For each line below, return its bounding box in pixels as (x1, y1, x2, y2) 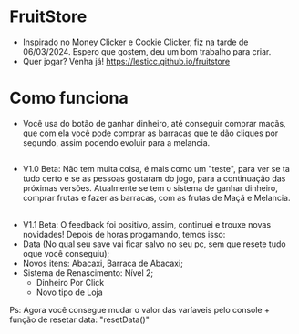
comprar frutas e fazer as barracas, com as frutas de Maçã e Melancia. (22, 193, 291, 204)
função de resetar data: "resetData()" (9, 314, 150, 325)
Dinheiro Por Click (36, 277, 105, 288)
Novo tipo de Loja (36, 287, 103, 298)
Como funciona (9, 88, 129, 108)
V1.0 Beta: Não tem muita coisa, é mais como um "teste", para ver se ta (22, 164, 290, 175)
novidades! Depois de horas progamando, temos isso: (22, 228, 226, 239)
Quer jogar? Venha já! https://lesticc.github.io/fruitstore (22, 56, 231, 66)
